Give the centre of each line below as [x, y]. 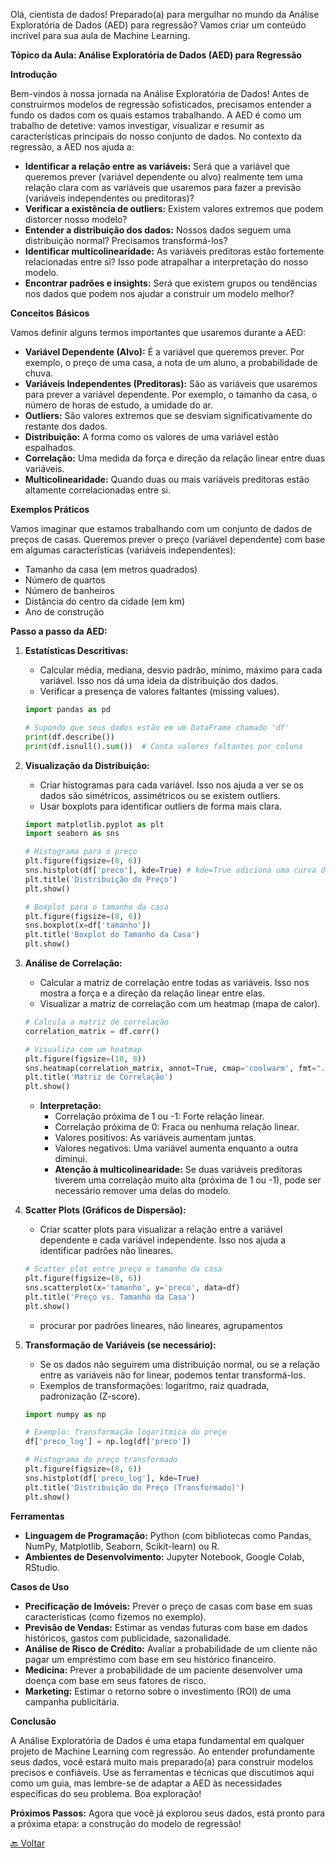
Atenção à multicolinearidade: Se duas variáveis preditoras [178, 1170]
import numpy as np [65, 1414]
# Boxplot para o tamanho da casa [96, 907]
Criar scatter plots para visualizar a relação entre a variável [161, 1230]
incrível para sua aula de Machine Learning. [100, 35]
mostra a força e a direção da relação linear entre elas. [152, 993]
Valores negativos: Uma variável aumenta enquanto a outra [176, 1148]
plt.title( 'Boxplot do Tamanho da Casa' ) [112, 935]
